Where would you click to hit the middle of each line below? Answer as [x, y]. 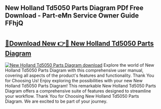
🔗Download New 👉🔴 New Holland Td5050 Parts [80, 43]
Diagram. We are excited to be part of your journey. [56, 101]
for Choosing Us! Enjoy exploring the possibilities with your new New [74, 81]
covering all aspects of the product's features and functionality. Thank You [80, 75]
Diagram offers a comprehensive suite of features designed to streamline [78, 91]
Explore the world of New [129, 65]
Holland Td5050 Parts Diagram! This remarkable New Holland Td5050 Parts [80, 86]
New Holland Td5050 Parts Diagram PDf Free [74, 8]
